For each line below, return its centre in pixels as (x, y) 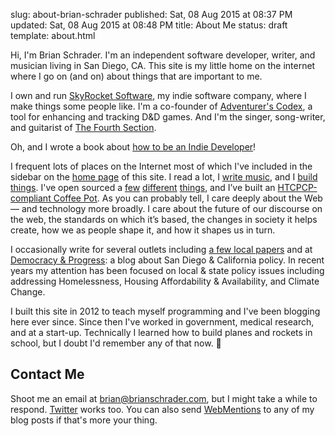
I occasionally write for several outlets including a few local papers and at (161, 249)
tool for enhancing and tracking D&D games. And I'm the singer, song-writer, (168, 117)
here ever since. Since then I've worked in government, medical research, (162, 322)
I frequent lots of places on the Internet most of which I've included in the (161, 166)
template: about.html (53, 35)
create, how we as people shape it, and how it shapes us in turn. (143, 230)
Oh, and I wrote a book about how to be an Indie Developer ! (133, 147)
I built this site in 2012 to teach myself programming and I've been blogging (165, 311)
